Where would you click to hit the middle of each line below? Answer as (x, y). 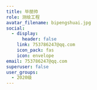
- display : (25, 34)
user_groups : (22, 72)
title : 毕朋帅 (22, 12)
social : (16, 28)
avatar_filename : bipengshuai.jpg (49, 22)
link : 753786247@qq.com (46, 45)
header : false (39, 39)
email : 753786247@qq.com (37, 61)
